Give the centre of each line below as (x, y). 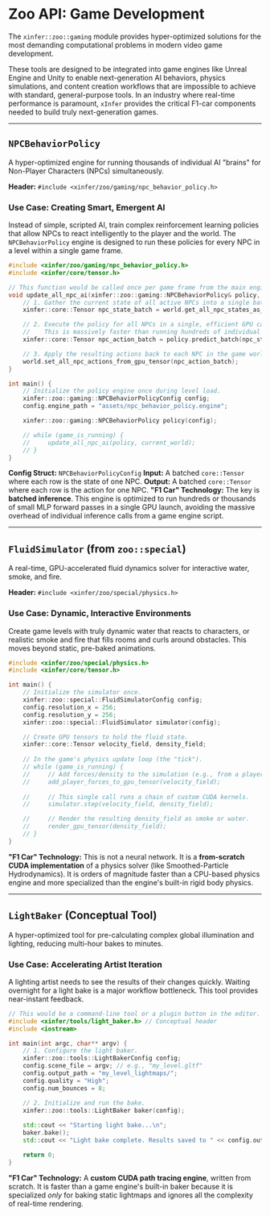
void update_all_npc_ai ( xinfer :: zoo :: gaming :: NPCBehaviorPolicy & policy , (135, 295)
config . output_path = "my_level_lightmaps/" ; (100, 1073)
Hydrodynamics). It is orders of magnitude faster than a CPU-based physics (134, 874)
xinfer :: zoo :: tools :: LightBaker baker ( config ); (104, 1110)
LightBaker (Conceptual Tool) (83, 916)
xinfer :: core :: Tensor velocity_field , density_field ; (115, 744)
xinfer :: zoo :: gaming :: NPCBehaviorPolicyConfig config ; (117, 399)
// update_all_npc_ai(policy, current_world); (109, 443)
